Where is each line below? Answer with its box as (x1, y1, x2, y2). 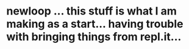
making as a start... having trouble (6, 17, 184, 31)
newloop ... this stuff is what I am (6, 4, 177, 18)
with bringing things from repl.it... (6, 30, 182, 44)
